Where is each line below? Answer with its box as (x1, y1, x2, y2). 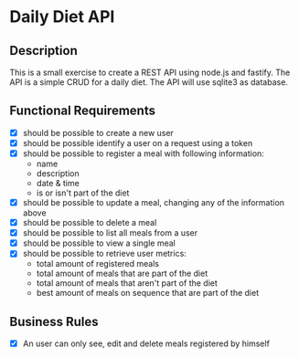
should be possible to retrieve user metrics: (22, 248, 187, 259)
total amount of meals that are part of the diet (36, 268, 208, 279)
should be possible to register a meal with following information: (22, 148, 265, 159)
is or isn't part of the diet (36, 187, 130, 198)
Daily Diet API (9, 6, 115, 27)
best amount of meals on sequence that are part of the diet (36, 288, 260, 299)
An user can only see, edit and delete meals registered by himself (22, 338, 270, 349)
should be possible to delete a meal (22, 217, 157, 228)
